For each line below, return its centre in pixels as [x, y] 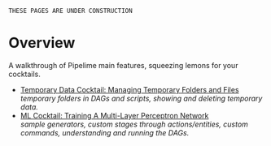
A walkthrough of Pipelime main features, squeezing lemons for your [123, 65]
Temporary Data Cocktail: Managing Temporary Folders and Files [129, 89]
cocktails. [24, 74]
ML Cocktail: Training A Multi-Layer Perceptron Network [114, 115]
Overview [42, 43]
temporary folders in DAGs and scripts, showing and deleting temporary [141, 98]
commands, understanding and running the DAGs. [105, 132]
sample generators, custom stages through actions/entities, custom [134, 124]
